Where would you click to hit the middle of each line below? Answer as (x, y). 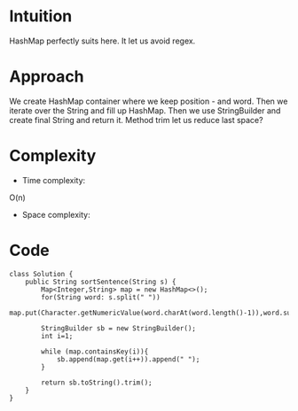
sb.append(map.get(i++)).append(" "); (128, 359)
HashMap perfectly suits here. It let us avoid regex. (102, 41)
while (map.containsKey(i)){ (95, 352)
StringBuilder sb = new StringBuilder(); (119, 328)
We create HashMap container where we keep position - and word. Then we (149, 101)
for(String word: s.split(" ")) (101, 297)
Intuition (41, 16)
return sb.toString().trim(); (97, 383)
